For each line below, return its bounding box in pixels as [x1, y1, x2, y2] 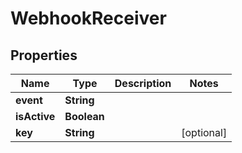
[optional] [181, 126, 228, 139]
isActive [15, 110, 56, 123]
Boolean [64, 110, 105, 123]
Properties [10, 47, 78, 64]
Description [114, 77, 172, 90]
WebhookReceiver [10, 7, 167, 30]
